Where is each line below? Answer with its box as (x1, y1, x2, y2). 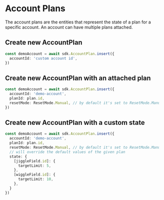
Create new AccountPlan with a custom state (5, 118, 145, 127)
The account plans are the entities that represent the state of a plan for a (5, 19, 151, 25)
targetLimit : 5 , (18, 163, 51, 168)
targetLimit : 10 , (18, 177, 54, 182)
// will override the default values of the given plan (9, 149, 125, 154)
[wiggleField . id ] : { (14, 172, 56, 177)
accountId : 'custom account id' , (9, 56, 78, 61)
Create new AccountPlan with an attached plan (5, 74, 151, 82)
